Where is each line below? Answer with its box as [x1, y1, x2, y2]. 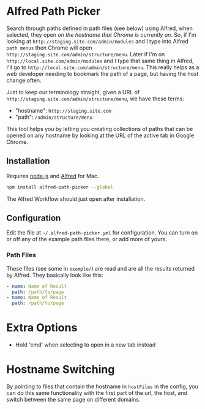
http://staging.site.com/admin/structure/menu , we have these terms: [6, 95, 185, 102]
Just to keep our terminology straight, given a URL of [6, 88, 140, 96]
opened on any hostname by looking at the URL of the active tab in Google [6, 132, 195, 139]
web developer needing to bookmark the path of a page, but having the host [6, 70, 199, 77]
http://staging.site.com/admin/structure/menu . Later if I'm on [6, 50, 165, 58]
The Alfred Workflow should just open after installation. [6, 195, 146, 203]
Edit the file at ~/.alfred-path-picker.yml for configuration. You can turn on [6, 229, 198, 236]
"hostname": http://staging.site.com [15, 107, 112, 114]
